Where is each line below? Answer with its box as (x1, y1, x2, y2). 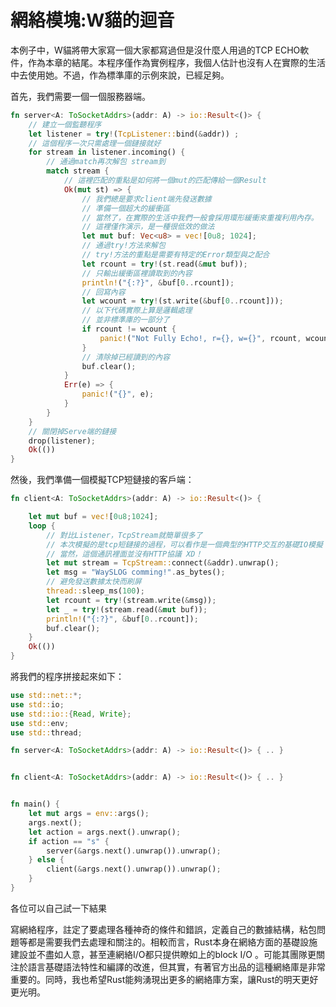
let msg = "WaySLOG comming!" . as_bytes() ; (46, 567, 226, 578)
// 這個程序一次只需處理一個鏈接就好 (28, 138, 162, 148)
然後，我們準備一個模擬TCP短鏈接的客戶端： (10, 474, 195, 486)
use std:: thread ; (10, 727, 83, 738)
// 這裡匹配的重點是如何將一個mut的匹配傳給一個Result (63, 176, 267, 186)
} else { (28, 855, 65, 865)
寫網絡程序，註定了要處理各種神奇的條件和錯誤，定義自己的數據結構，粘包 (10, 923, 317, 935)
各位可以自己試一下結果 (10, 902, 107, 914)
